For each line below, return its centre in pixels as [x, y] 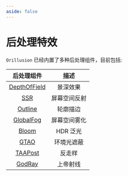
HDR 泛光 [69, 131]
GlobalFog [27, 120]
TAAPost [27, 153]
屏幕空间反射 [69, 98]
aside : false [22, 11]
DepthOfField [27, 87]
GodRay [27, 164]
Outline [27, 109]
